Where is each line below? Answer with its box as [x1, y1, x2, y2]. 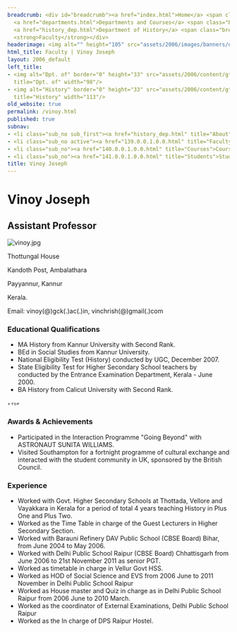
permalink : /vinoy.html [7, 108, 78, 116]
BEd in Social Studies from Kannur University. [17, 348, 150, 357]
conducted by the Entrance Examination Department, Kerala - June [17, 371, 213, 379]
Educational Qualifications [7, 325, 100, 335]
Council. [17, 463, 42, 471]
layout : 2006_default [7, 56, 71, 64]
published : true [7, 116, 55, 123]
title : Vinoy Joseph [7, 160, 68, 167]
